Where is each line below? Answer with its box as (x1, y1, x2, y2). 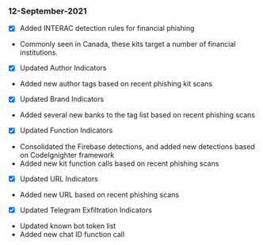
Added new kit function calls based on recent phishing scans (19, 159, 219, 168)
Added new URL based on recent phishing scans (19, 189, 180, 199)
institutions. (19, 48, 58, 57)
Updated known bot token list (19, 220, 116, 231)
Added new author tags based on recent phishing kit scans (19, 79, 212, 89)
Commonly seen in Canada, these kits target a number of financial (19, 40, 236, 49)
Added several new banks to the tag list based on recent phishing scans (19, 110, 256, 120)
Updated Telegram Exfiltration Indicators (19, 205, 153, 215)
